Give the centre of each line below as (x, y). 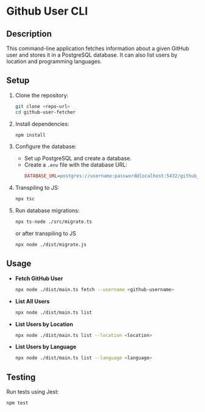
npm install (30, 135)
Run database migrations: (47, 211)
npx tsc (25, 199)
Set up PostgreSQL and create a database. (78, 158)
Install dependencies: (42, 124)
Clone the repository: (42, 95)
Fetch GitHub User (39, 278)
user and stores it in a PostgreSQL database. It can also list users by (92, 55)
